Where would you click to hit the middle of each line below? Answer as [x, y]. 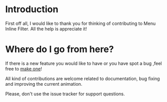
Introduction [32, 9]
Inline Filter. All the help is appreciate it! [46, 28]
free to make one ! [24, 69]
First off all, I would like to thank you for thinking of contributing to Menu [80, 23]
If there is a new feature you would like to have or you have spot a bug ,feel [83, 63]
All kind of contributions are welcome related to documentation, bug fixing [83, 78]
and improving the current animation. [44, 84]
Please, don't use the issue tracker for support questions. [65, 94]
